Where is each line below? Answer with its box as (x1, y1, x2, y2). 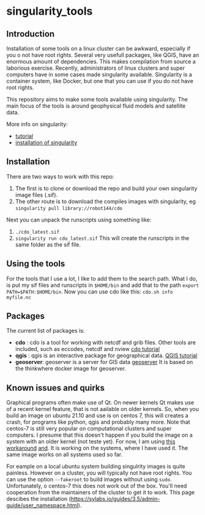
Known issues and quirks (6, 382, 105, 393)
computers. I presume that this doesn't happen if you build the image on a (6, 431, 193, 439)
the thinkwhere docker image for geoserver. (15, 365, 127, 372)
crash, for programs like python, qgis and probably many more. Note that (6, 418, 191, 426)
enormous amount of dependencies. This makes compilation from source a (6, 58, 196, 65)
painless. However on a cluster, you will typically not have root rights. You (6, 469, 192, 476)
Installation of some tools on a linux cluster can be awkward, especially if (6, 45, 191, 52)
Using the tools (6, 259, 65, 269)
